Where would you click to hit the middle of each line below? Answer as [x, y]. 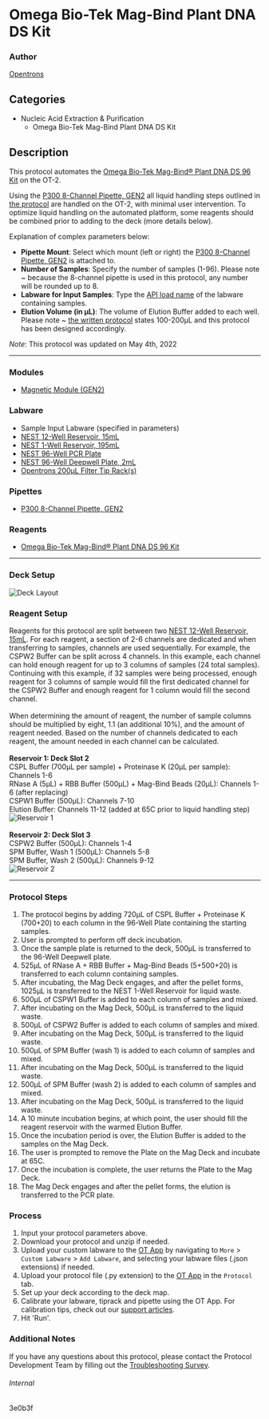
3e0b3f [22, 1408]
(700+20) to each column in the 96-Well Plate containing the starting [133, 923]
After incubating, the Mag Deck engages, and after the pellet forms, [132, 983]
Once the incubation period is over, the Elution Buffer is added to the [133, 1136]
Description [39, 152]
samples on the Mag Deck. [65, 1144]
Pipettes [26, 491]
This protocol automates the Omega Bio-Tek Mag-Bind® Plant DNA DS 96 [130, 172]
